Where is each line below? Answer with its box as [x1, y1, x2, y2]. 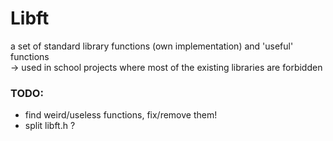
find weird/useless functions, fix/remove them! [24, 109, 218, 121]
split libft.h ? [24, 120, 76, 132]
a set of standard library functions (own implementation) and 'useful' [10, 40, 294, 52]
